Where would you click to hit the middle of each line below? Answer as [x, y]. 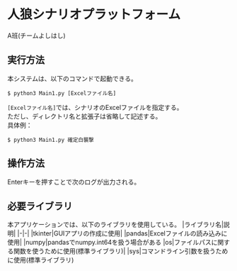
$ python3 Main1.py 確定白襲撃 [51, 140]
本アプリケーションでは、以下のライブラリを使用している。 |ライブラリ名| [116, 225]
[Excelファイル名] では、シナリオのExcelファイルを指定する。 [95, 107]
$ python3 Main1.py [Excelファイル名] [62, 93]
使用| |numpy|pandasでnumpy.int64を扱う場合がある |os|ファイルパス [110, 243]
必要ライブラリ [40, 206]
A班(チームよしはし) [36, 35]
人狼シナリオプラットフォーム [94, 15]
